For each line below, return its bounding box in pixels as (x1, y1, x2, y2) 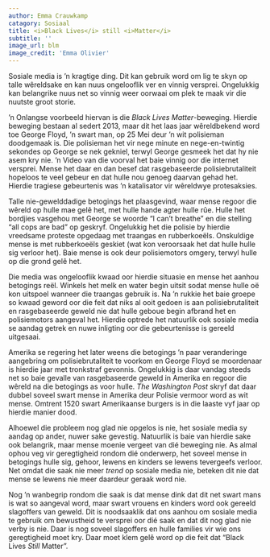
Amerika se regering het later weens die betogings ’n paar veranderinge (8, 348, 247, 357)
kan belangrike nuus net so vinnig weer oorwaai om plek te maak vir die (8, 89, 247, 97)
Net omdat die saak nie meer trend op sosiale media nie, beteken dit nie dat (8, 466, 260, 475)
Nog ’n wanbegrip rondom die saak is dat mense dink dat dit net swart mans (8, 490, 262, 499)
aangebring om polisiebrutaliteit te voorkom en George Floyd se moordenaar (8, 356, 263, 365)
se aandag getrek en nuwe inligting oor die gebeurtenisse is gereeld (8, 324, 235, 332)
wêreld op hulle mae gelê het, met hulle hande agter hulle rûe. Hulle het (8, 205, 246, 214)
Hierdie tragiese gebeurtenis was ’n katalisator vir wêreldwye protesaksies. (8, 181, 258, 190)
